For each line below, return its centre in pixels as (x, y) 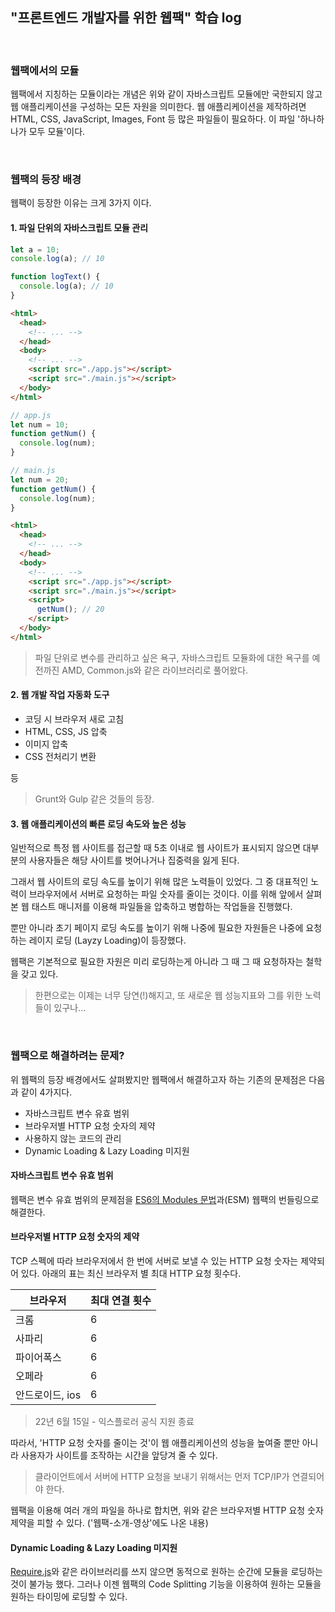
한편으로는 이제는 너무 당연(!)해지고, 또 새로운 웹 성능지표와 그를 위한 (168, 995)
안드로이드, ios (48, 1395)
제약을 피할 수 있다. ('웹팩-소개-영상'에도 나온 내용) (109, 1522)
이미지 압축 (46, 744)
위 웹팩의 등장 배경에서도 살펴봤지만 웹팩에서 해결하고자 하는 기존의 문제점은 (158, 1079)
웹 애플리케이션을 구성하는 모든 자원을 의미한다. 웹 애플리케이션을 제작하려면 (158, 107)
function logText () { (55, 277)
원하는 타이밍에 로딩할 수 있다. (69, 1597)
